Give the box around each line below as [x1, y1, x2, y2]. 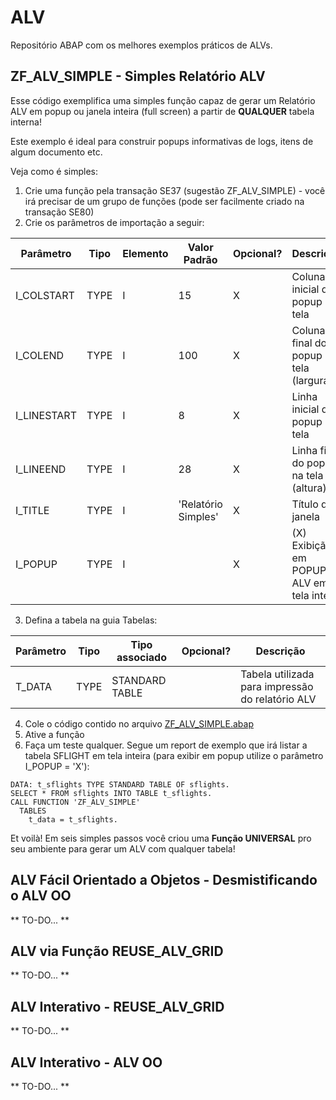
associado [116, 650, 167, 664]
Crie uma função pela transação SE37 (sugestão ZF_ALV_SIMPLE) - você [24, 184, 326, 196]
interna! [10, 116, 42, 128]
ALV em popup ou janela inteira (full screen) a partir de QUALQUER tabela [10, 105, 315, 117]
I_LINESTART [15, 408, 77, 422]
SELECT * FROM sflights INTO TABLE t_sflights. [10, 788, 213, 798]
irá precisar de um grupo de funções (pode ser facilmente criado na [24, 195, 305, 207]
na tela [291, 468, 324, 482]
